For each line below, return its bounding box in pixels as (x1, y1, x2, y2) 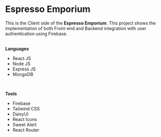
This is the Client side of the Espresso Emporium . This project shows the (5, 20, 156, 26)
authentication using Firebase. (5, 30, 67, 36)
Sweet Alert (12, 121, 37, 127)
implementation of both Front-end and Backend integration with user (5, 25, 146, 31)
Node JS (12, 60, 31, 66)
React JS (12, 55, 31, 61)
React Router (12, 126, 39, 133)
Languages (5, 45, 29, 51)
